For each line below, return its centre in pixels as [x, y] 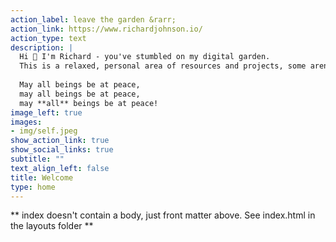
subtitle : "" [37, 159]
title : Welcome [42, 177]
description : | [42, 47]
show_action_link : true [60, 141]
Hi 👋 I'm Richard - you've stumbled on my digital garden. [145, 57]
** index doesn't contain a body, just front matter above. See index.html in [163, 215]
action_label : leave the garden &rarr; [93, 19]
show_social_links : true [62, 150]
